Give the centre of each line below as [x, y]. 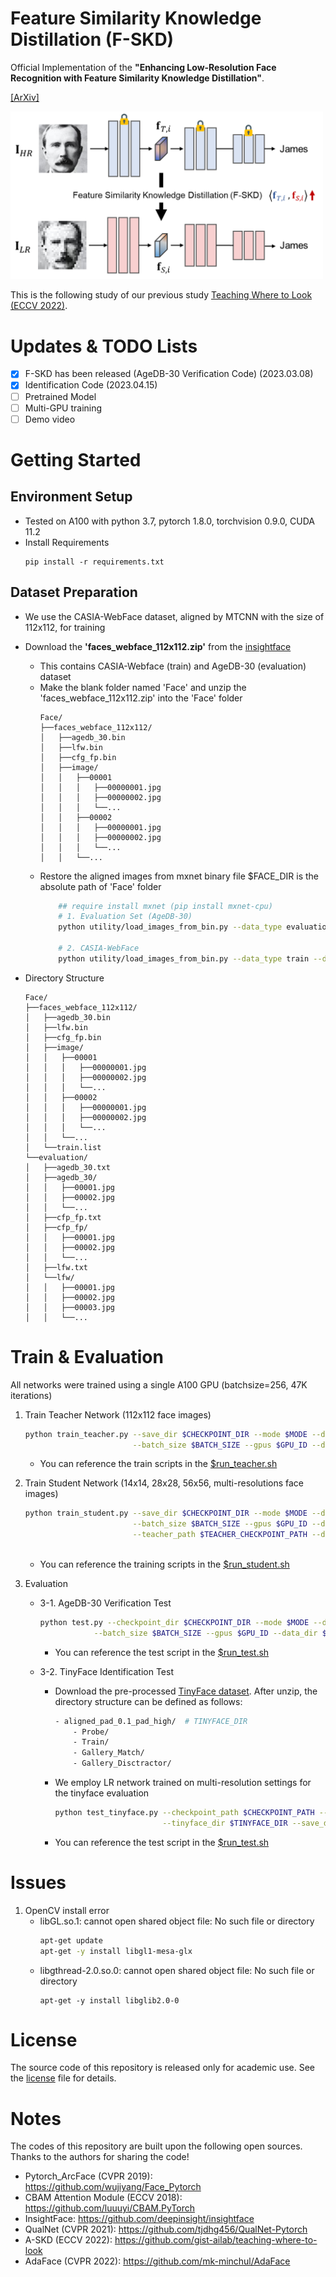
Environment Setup [71, 497]
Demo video [50, 419]
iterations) [31, 1395]
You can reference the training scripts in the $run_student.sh [164, 1564]
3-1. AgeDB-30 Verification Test [105, 1603]
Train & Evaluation [87, 1356]
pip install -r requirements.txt [94, 562]
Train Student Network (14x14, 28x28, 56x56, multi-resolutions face [164, 1483]
